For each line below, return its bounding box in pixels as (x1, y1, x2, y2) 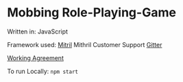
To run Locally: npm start (7, 67, 79, 75)
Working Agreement (7, 53, 64, 62)
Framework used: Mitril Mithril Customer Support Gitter (7, 40, 162, 49)
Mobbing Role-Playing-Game (7, 5, 177, 20)
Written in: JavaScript (7, 27, 69, 36)
